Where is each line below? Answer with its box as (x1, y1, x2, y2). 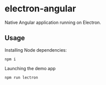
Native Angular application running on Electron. (4, 19, 101, 25)
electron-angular (4, 3, 76, 14)
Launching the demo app (4, 65, 56, 71)
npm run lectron (4, 75, 38, 80)
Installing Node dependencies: (4, 47, 67, 53)
